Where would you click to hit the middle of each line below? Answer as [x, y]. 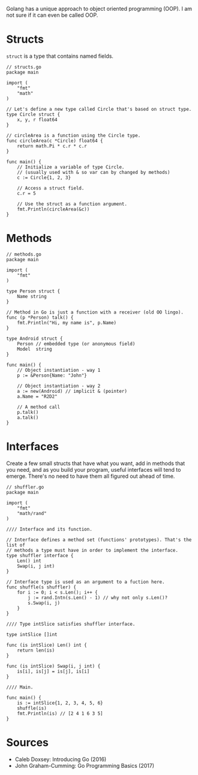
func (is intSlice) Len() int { [46, 645]
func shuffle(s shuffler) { [41, 587]
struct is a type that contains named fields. [60, 56]
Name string [32, 296]
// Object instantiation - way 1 [59, 370]
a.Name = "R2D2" [37, 397]
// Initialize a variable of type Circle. [71, 167]
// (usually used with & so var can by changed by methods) [94, 172]
